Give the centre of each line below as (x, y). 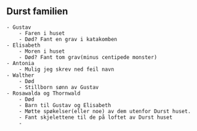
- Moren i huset (42, 51)
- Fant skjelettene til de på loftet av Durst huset (96, 117)
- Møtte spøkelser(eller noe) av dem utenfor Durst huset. (105, 111)
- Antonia (21, 63)
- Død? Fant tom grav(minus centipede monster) (88, 57)
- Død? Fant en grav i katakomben (68, 39)
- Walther (21, 75)
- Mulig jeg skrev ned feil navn (67, 69)
